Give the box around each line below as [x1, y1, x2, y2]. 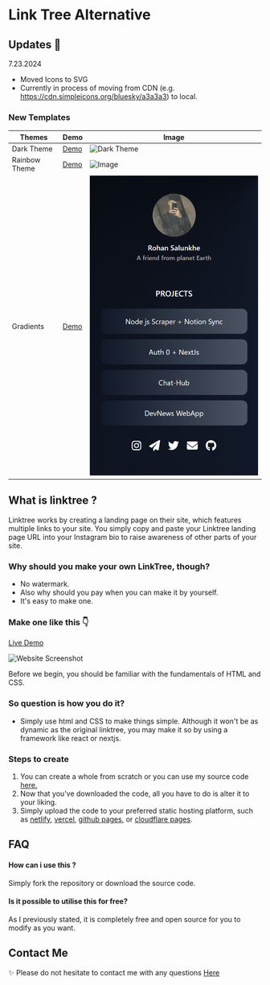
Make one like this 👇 [8, 616, 89, 628]
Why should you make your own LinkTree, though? [8, 561, 211, 572]
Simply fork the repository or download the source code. [8, 878, 196, 888]
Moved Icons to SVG [19, 75, 88, 84]
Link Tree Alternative [8, 6, 151, 24]
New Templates [8, 111, 71, 122]
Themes [19, 132, 48, 142]
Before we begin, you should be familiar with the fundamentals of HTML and [8, 670, 261, 679]
